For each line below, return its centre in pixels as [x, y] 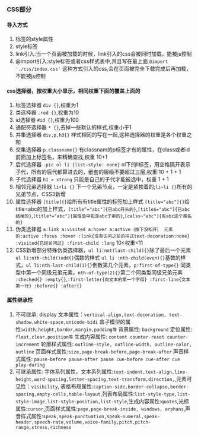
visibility [44, 387]
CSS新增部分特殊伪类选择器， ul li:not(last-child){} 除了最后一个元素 [103, 250]
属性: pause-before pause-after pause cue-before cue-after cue [100, 359]
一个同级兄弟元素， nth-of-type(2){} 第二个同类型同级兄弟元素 [107, 273]
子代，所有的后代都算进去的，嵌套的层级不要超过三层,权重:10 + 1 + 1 [98, 172]
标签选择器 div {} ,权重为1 [47, 105]
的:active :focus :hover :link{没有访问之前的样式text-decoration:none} [103, 236]
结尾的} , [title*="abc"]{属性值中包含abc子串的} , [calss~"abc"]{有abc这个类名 [103, 216]
